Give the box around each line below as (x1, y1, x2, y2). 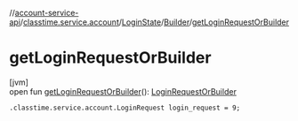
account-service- (14, 8, 79, 18)
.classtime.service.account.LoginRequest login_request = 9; (9, 103, 241, 112)
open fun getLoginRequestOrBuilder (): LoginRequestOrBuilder (9, 86, 238, 96)
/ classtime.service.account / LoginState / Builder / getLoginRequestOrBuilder (20, 17, 290, 27)
